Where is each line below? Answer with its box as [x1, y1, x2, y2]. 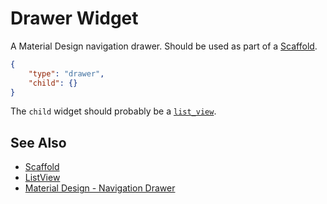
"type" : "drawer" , [28, 68, 105, 79]
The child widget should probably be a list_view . [10, 105, 217, 117]
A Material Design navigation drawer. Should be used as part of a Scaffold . [10, 40, 318, 52]
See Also [10, 134, 67, 151]
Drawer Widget [10, 7, 139, 30]
